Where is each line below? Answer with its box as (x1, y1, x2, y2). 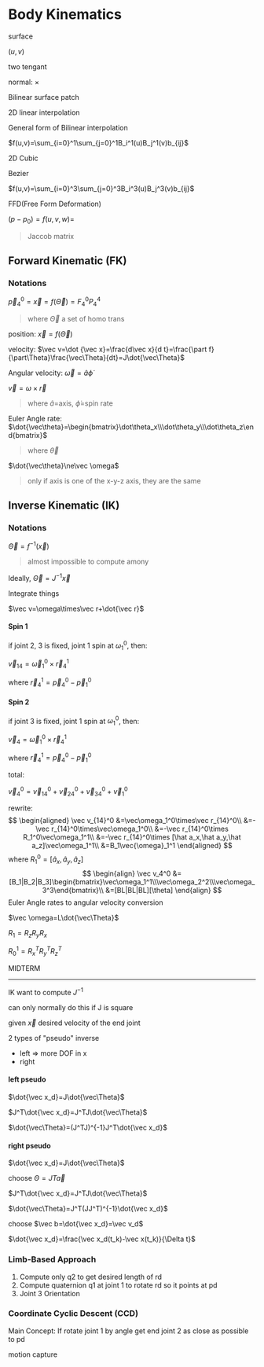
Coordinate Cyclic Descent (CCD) (8, 1308, 139, 1319)
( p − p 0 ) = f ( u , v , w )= (8, 214, 75, 226)
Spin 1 (8, 622, 28, 631)
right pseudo (8, 1141, 51, 1150)
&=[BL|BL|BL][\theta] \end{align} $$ (104, 885, 222, 895)
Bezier (8, 168, 29, 178)
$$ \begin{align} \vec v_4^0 (82, 869, 171, 878)
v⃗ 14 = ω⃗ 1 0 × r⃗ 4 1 (8, 658, 69, 670)
